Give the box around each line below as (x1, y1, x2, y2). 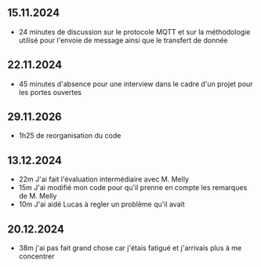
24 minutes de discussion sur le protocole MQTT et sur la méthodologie (18, 27, 251, 36)
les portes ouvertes (18, 87, 82, 97)
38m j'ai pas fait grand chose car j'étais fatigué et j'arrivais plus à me (18, 243, 242, 253)
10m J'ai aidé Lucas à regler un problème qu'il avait (18, 199, 185, 209)
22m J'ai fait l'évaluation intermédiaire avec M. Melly (18, 174, 190, 184)
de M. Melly (18, 192, 57, 201)
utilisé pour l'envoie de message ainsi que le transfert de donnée (18, 35, 228, 45)
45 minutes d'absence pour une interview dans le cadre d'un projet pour (18, 79, 253, 89)
